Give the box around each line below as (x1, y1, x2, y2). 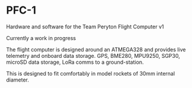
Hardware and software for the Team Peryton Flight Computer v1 (6, 23, 164, 30)
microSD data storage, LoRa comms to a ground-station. (6, 58, 144, 66)
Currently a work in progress (6, 34, 76, 41)
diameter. (6, 76, 30, 83)
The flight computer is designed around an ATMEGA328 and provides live (6, 45, 186, 53)
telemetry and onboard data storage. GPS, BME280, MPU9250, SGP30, (6, 52, 180, 59)
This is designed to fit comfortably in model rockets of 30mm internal (6, 70, 175, 77)
